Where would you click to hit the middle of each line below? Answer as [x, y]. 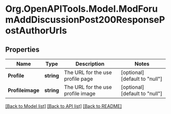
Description [90, 64]
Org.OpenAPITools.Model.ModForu [81, 9]
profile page [78, 79]
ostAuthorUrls [36, 31]
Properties [22, 49]
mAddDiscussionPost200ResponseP [85, 20]
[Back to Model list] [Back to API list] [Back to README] [64, 106]
